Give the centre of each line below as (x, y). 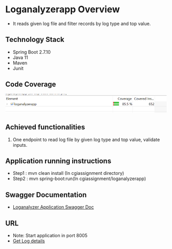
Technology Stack (35, 40)
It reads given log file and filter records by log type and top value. (82, 24)
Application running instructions (58, 161)
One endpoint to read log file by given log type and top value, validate (86, 140)
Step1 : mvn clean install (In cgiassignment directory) (68, 173)
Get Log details (29, 241)
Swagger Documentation (46, 195)
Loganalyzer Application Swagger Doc (53, 207)
